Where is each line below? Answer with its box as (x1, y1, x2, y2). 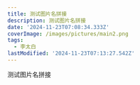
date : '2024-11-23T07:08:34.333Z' (7, 23, 110, 30)
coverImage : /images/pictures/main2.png (7, 30, 129, 38)
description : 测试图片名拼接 (7, 17, 87, 24)
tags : (7, 37, 23, 44)
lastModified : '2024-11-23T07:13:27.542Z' (7, 50, 135, 57)
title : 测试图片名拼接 (7, 10, 68, 18)
